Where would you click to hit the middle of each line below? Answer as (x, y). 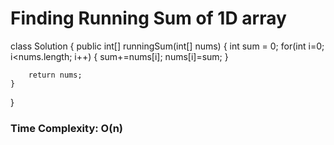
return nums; (55, 75)
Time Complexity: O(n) (67, 128)
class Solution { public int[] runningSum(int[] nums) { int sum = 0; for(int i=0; (167, 46)
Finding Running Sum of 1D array (148, 18)
